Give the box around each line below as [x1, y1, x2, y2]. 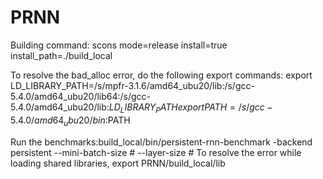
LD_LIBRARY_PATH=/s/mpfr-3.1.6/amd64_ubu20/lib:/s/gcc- [10, 79, 255, 91]
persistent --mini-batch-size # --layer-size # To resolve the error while [10, 146, 302, 158]
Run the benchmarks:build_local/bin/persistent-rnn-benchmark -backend [10, 136, 313, 148]
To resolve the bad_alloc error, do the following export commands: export [10, 69, 313, 81]
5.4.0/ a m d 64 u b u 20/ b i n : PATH [10, 114, 131, 128]
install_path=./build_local [10, 49, 113, 61]
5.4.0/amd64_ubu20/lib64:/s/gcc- [10, 90, 152, 102]
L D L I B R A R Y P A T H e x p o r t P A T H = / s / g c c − [108, 101, 273, 115]
